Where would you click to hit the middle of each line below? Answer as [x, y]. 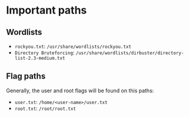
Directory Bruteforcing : [44, 53]
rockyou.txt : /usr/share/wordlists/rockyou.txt [73, 46]
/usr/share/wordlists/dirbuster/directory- [130, 53]
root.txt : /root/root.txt [45, 108]
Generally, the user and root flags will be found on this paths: [80, 90]
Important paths [47, 10]
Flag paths [26, 77]
